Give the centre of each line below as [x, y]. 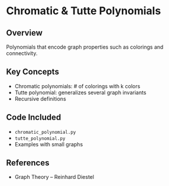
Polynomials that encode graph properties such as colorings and [85, 47]
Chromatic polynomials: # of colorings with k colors [77, 86]
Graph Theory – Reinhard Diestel [54, 177]
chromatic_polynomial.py [45, 132]
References [28, 163]
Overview [25, 33]
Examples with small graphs [49, 144]
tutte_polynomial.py [40, 138]
